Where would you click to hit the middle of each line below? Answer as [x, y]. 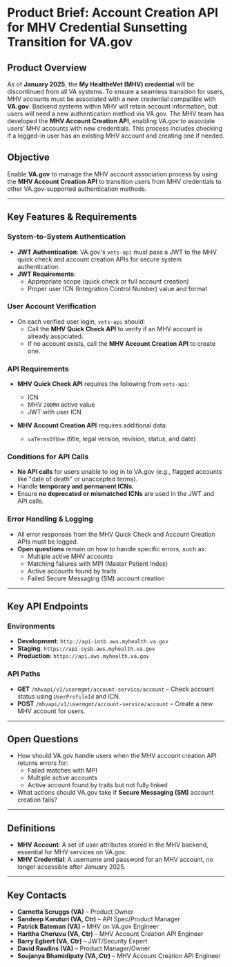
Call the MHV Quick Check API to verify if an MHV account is [115, 329]
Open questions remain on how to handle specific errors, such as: [112, 549]
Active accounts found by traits [72, 571]
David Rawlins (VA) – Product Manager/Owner [84, 948]
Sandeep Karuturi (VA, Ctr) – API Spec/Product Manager [99, 919]
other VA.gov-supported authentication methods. [77, 189]
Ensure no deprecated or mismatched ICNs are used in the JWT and [116, 494]
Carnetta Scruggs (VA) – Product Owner [75, 912]
